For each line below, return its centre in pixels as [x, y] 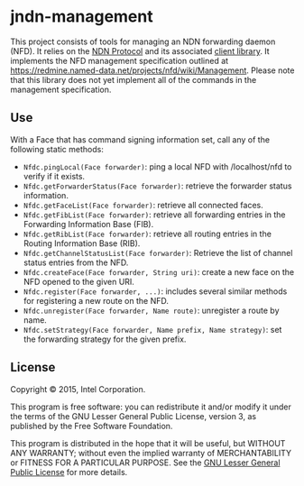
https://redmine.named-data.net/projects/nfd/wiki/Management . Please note [152, 70]
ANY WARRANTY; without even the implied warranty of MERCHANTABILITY [151, 453]
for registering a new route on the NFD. [96, 300]
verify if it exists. [54, 176]
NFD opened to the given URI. [78, 281]
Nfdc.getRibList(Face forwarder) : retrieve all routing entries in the [147, 234]
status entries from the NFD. [76, 262]
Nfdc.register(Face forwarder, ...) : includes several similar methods [155, 291]
